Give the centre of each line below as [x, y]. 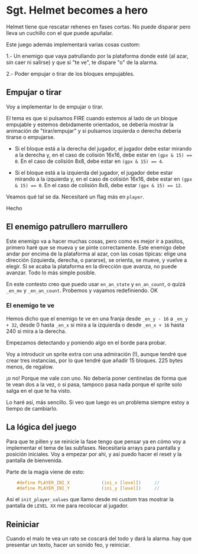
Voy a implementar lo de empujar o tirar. [55, 107]
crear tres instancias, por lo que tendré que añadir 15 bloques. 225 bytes [95, 360]
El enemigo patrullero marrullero [67, 227]
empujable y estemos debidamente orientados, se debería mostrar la [90, 124]
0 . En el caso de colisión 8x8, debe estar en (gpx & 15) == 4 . [89, 161]
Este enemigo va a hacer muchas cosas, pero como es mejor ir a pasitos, [95, 241]
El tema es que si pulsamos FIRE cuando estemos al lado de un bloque [92, 118]
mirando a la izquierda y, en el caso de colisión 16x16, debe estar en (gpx [103, 179]
